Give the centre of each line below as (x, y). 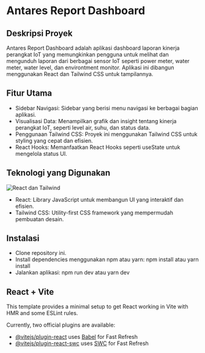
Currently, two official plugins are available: (61, 325)
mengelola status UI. (41, 153)
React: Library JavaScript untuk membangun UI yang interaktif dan (99, 199)
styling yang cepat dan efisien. (54, 140)
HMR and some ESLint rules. (42, 313)
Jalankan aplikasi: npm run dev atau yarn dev (72, 273)
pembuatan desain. (39, 219)
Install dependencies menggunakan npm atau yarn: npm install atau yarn (107, 260)
